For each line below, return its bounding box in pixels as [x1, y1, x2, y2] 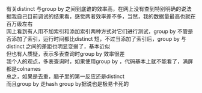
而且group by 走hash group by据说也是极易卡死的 [6, 80, 129, 87]
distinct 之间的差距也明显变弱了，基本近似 [6, 43, 111, 50]
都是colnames [6, 65, 41, 72]
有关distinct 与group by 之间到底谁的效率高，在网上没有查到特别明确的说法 [6, 5, 192, 12]
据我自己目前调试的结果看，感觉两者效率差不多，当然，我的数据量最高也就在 [6, 13, 196, 20]
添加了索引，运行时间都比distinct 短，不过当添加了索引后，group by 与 [11, 35, 187, 42]
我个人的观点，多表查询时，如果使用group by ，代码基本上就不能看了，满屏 [6, 58, 194, 65]
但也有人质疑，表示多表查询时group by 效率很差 [6, 50, 125, 57]
